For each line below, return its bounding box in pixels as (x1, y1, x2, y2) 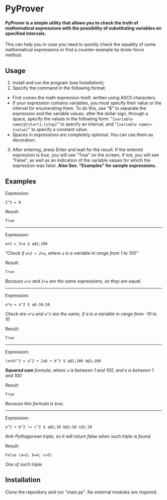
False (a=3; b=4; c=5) (5, 453, 52, 458)
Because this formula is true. (5, 401, 65, 407)
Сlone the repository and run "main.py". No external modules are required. (5, 489, 158, 495)
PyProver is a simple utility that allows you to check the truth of (5, 19, 138, 25)
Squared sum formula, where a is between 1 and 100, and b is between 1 (5, 367, 154, 373)
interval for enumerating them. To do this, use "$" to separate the (12, 105, 147, 111)
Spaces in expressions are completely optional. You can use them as (12, 132, 153, 138)
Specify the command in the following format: (12, 85, 106, 91)
